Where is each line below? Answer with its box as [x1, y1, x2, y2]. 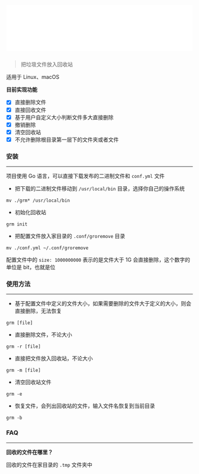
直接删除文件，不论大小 [14, 331, 72, 338]
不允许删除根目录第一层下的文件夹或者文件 [14, 136, 119, 143]
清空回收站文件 [14, 378, 52, 386]
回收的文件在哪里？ [6, 448, 53, 456]
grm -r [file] [6, 343, 41, 350]
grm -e [6, 391, 23, 397]
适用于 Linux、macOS [6, 74, 60, 81]
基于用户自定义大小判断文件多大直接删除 [14, 113, 114, 120]
